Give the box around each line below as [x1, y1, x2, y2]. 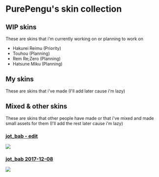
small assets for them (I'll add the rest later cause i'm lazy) [5, 120, 123, 126]
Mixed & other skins [5, 102, 68, 111]
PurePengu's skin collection [5, 3, 122, 15]
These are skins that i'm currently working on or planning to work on [5, 36, 144, 42]
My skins [5, 75, 34, 84]
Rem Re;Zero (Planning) [12, 56, 61, 62]
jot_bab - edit [5, 133, 38, 139]
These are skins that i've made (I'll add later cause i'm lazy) [5, 88, 125, 94]
